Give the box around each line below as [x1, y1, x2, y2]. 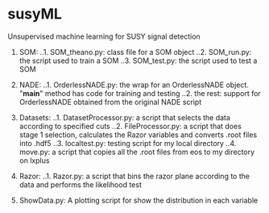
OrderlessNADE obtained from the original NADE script [19, 97, 202, 106]
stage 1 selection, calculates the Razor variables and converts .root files [19, 130, 258, 140]
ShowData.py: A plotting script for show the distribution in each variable [19, 195, 259, 205]
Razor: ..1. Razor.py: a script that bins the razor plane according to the [19, 171, 250, 181]
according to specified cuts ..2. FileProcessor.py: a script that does [19, 121, 242, 131]
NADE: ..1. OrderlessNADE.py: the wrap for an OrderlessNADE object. [19, 80, 249, 90]
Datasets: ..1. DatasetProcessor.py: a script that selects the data [19, 112, 231, 122]
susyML [7, 5, 62, 23]
